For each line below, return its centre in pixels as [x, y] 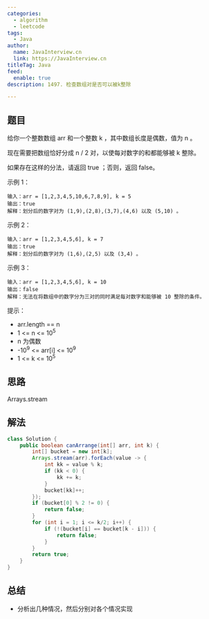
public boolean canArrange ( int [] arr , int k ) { [89, 445]
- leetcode [29, 26]
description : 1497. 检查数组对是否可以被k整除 [69, 84]
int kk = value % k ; [74, 465]
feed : [15, 71]
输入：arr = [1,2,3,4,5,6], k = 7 [55, 239]
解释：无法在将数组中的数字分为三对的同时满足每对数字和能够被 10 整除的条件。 [106, 297]
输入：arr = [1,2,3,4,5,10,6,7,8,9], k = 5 [69, 197]
